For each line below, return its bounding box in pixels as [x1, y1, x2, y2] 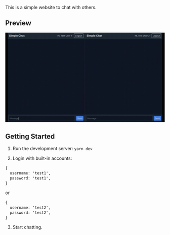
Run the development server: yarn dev [12, 146, 93, 152]
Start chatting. [12, 224, 42, 230]
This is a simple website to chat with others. [5, 5, 97, 10]
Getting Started [5, 132, 55, 140]
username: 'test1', [10, 171, 51, 176]
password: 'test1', [10, 176, 51, 181]
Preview [5, 19, 32, 27]
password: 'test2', [10, 210, 51, 215]
